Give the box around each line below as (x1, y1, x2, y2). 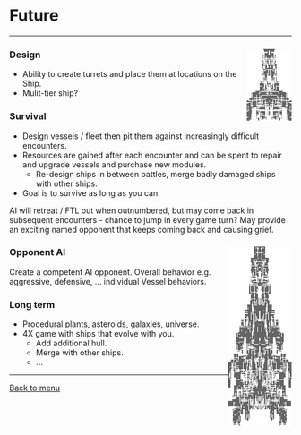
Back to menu (9, 382, 61, 394)
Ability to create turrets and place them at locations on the (21, 69, 237, 80)
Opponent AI (9, 246, 66, 259)
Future (9, 5, 60, 26)
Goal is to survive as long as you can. (21, 187, 161, 198)
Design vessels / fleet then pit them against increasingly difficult (21, 131, 260, 141)
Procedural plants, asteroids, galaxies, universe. (21, 319, 200, 329)
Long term (9, 298, 56, 311)
